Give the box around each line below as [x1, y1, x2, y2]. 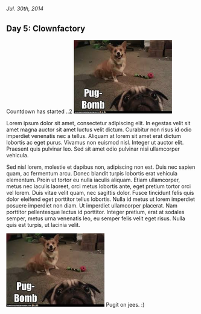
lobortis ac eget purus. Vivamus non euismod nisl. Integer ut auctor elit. [6, 139, 184, 146]
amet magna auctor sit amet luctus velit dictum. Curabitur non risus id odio [6, 126, 192, 133]
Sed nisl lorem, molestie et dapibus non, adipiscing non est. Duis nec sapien [6, 163, 196, 171]
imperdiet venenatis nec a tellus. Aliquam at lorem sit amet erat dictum [6, 132, 181, 139]
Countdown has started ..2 [6, 108, 72, 115]
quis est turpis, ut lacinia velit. [6, 221, 80, 228]
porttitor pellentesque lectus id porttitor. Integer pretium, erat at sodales [6, 208, 185, 215]
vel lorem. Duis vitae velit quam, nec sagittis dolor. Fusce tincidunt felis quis [6, 189, 194, 196]
